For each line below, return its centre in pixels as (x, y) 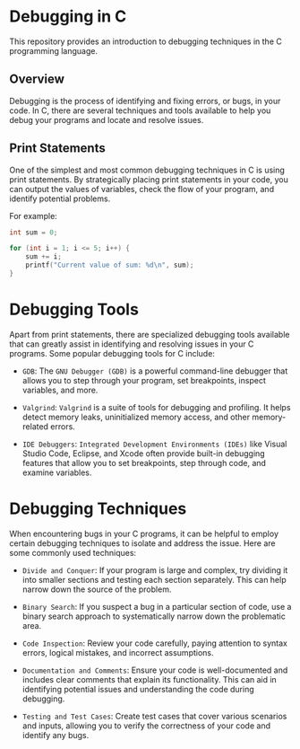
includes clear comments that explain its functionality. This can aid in (150, 679)
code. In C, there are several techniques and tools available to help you (140, 110)
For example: (34, 216)
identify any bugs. (56, 735)
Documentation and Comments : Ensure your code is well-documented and (155, 670)
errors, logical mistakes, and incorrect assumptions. (118, 652)
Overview (37, 79)
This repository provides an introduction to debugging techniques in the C (146, 41)
